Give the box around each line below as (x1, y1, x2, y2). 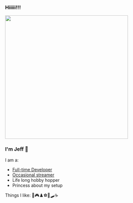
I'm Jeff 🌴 (5, 146, 28, 153)
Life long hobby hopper (12, 177, 60, 183)
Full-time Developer (12, 166, 53, 172)
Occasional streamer (12, 172, 54, 178)
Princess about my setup (12, 182, 63, 188)
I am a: (5, 157, 19, 163)
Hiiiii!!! (5, 4, 21, 11)
